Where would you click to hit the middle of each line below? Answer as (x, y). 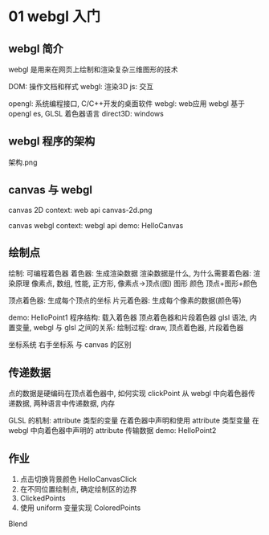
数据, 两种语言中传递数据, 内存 (65, 403)
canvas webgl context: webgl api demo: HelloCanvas (96, 225)
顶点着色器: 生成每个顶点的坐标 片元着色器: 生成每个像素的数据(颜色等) (125, 300)
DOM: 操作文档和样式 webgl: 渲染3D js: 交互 (81, 86)
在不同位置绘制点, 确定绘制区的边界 (78, 489)
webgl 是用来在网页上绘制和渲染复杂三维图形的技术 (93, 69)
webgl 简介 (36, 49)
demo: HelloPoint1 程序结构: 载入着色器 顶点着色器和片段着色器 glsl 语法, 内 (132, 317)
